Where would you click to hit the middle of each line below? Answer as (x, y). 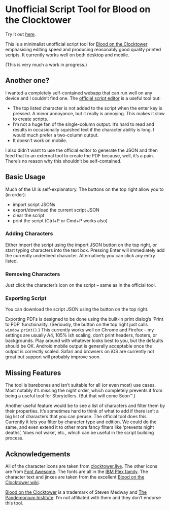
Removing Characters (33, 274)
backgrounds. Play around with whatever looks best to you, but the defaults (84, 341)
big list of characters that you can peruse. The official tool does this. (77, 417)
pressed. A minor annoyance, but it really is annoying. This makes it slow (89, 113)
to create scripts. (30, 119)
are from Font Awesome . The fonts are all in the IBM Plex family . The (77, 472)
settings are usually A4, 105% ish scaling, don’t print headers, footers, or (81, 335)
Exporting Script (26, 298)
